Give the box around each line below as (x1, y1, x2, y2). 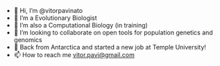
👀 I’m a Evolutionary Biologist (13, 14, 97, 22)
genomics (13, 36, 43, 44)
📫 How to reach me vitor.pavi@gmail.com (13, 51, 135, 58)
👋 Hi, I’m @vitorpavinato (13, 7, 83, 14)
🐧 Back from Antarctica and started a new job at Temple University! (13, 43, 207, 51)
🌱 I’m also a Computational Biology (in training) (13, 21, 148, 29)
